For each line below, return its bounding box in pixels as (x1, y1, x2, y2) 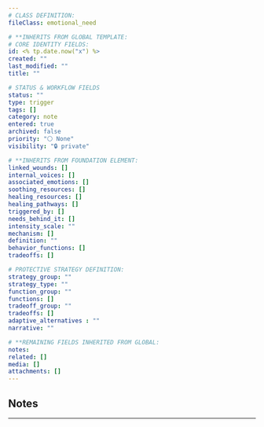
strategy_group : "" (8, 273, 72, 281)
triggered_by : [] (8, 208, 65, 215)
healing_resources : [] (8, 193, 82, 201)
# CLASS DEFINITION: (8, 11, 76, 20)
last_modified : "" (8, 62, 68, 71)
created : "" (8, 55, 47, 63)
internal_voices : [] (8, 171, 76, 179)
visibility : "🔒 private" (8, 142, 90, 150)
